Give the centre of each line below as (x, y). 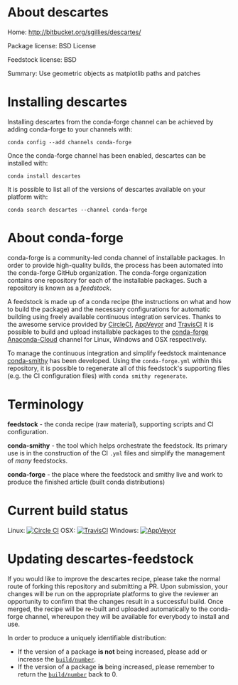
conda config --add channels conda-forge (70, 142)
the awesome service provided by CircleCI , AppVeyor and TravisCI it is (111, 324)
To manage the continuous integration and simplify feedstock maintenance (117, 353)
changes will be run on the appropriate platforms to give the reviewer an (113, 593)
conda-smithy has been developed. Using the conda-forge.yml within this (115, 360)
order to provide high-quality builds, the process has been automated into (115, 265)
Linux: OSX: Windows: (73, 530)
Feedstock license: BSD (42, 59)
